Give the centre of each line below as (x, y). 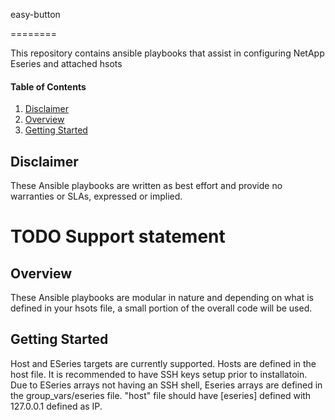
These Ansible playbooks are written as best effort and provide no (146, 186)
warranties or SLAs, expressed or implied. (96, 196)
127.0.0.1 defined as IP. (56, 406)
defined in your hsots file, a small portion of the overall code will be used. (161, 308)
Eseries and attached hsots (66, 63)
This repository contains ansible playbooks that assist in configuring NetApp (167, 53)
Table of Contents (48, 86)
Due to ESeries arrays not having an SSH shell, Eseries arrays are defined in (166, 385)
